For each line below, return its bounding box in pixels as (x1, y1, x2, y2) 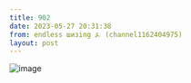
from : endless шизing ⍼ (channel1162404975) (9, 30, 183, 39)
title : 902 (9, 13, 51, 23)
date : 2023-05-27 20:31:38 (9, 22, 112, 31)
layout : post (9, 38, 59, 48)
